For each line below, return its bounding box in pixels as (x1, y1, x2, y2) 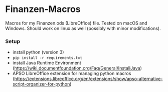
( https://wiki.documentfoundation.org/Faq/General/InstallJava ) (12, 65, 142, 71)
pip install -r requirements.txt (12, 55, 83, 60)
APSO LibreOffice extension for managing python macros (12, 70, 131, 76)
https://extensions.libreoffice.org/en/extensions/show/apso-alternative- (14, 76, 163, 82)
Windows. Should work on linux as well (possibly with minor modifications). (5, 25, 161, 31)
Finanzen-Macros (5, 3, 81, 15)
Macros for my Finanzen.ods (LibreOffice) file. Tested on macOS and (5, 20, 147, 26)
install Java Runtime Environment (12, 60, 81, 66)
